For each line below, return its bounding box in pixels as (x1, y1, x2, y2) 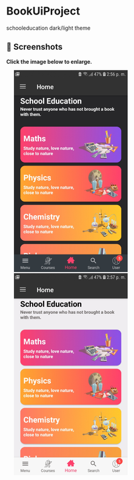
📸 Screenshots (6, 42, 63, 52)
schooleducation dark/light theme (6, 24, 91, 32)
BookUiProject (6, 4, 81, 18)
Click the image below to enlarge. (6, 58, 93, 65)
